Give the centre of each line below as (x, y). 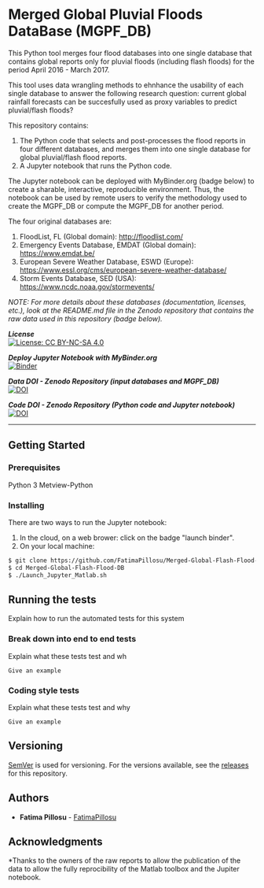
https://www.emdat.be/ (57, 253)
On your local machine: (57, 546)
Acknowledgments (56, 841)
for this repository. (38, 773)
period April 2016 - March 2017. (59, 69)
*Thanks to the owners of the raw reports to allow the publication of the (125, 860)
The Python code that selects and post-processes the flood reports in (132, 140)
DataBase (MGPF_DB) (80, 31)
